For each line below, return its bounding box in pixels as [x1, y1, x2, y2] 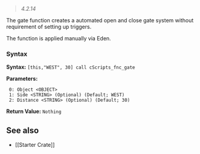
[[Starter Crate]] [14, 141, 55, 149]
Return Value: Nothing [6, 108, 62, 115]
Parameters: [6, 75, 38, 82]
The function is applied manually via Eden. [6, 35, 111, 42]
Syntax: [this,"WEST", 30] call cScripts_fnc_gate [6, 63, 135, 71]
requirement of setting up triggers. [6, 23, 92, 30]
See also [6, 125, 39, 135]
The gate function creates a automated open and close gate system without [6, 17, 194, 23]
